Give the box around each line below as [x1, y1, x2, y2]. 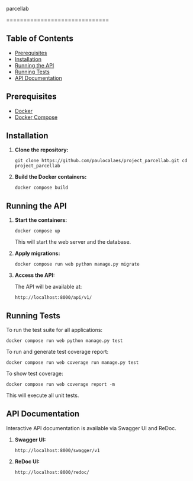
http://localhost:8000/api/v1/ [14, 295, 92, 301]
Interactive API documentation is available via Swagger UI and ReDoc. [6, 424, 176, 431]
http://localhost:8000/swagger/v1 [14, 447, 100, 453]
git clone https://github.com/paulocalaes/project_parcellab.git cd [14, 158, 188, 164]
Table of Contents [6, 34, 74, 44]
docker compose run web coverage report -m [6, 382, 115, 388]
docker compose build [14, 185, 68, 191]
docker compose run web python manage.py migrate [14, 262, 140, 267]
